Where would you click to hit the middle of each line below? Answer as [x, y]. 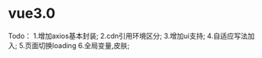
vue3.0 [32, 14]
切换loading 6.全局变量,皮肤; [84, 45]
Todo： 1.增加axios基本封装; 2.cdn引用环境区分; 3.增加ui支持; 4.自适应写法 [128, 36]
